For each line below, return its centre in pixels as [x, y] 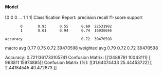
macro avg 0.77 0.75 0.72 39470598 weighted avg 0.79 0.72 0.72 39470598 [81, 48]
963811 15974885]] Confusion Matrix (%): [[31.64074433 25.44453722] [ [79, 62]
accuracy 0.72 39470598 [58, 39]
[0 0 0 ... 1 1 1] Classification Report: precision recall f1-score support [74, 17]
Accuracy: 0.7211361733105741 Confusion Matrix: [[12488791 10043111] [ [78, 58]
